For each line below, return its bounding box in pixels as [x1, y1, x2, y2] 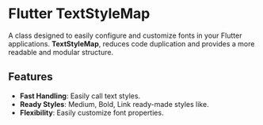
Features [8, 70, 53, 83]
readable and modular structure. [8, 47, 113, 57]
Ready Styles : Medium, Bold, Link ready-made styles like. [19, 99, 209, 108]
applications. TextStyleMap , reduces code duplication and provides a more [8, 39, 255, 48]
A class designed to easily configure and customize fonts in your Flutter [8, 31, 242, 40]
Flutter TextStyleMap [8, 5, 151, 23]
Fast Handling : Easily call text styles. [19, 91, 141, 101]
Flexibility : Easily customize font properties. [19, 108, 164, 117]
